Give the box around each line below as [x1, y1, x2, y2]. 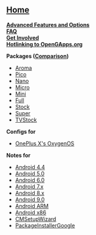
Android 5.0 [15, 170, 45, 177]
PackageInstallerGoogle [15, 222, 75, 229]
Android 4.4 [15, 163, 46, 170]
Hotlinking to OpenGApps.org [6, 40, 83, 48]
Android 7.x [15, 183, 44, 190]
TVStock [15, 116, 37, 123]
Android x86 [15, 209, 47, 216]
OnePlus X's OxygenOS [15, 140, 75, 147]
